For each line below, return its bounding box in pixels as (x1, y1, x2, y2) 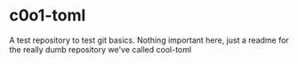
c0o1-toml (9, 5, 86, 26)
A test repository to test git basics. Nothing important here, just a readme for (9, 35, 289, 45)
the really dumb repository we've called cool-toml (9, 44, 192, 54)
